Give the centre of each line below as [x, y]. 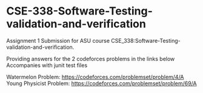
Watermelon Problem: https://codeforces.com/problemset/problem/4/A [95, 77]
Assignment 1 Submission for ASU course [58, 40]
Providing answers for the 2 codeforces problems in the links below [91, 59]
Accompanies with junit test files [47, 65]
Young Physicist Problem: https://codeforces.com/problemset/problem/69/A [101, 83]
